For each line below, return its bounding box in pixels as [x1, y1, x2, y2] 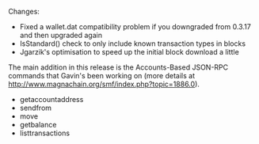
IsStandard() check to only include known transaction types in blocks [19, 39, 246, 48]
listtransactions [19, 128, 70, 138]
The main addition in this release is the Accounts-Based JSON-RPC [8, 63, 229, 72]
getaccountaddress [19, 95, 84, 104]
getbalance [19, 120, 57, 129]
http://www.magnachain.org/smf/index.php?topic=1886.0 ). [8, 79, 200, 89]
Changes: [8, 7, 40, 16]
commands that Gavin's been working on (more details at [8, 71, 196, 80]
